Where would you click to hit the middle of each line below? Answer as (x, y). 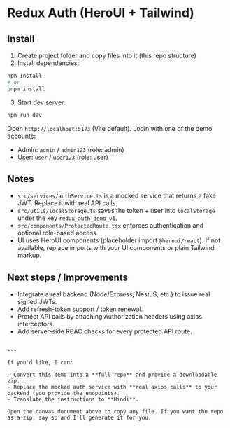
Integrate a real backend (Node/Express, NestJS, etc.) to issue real (114, 294)
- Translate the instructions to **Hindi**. (73, 400)
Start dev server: (42, 102)
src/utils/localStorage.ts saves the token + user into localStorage (116, 211)
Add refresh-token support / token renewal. (80, 309)
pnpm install (26, 89)
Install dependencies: (48, 63)
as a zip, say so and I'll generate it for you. (79, 418)
